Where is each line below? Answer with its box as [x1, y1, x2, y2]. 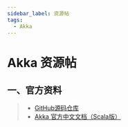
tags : [7, 17, 23, 23]
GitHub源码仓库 [34, 104, 80, 113]
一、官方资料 [7, 84, 62, 96]
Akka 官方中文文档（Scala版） [34, 113, 121, 121]
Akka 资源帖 [7, 55, 77, 70]
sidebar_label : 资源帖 [7, 10, 70, 17]
